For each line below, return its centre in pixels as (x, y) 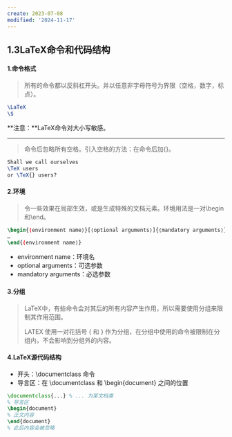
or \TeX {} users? (32, 175)
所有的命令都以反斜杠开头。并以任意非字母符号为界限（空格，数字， (121, 86)
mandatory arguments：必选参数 (64, 274)
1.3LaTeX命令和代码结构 (59, 50)
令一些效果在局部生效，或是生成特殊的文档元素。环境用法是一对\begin (124, 208)
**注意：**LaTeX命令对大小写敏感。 (58, 127)
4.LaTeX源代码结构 (35, 357)
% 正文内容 (21, 415)
